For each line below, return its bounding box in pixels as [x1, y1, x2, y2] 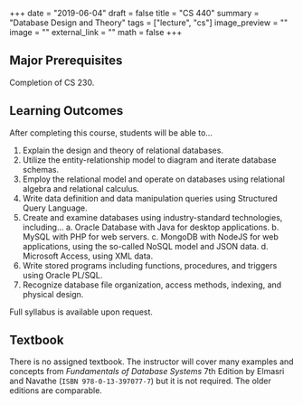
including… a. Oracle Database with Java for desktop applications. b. [22, 221, 279, 232]
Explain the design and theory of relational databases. [22, 145, 224, 155]
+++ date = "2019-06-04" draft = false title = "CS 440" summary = [9, 8, 260, 18]
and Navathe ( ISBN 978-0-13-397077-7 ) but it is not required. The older [9, 375, 271, 387]
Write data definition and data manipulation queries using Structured [22, 193, 278, 203]
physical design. [22, 288, 84, 299]
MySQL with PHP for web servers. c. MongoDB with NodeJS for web [22, 231, 279, 242]
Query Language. [22, 202, 88, 213]
